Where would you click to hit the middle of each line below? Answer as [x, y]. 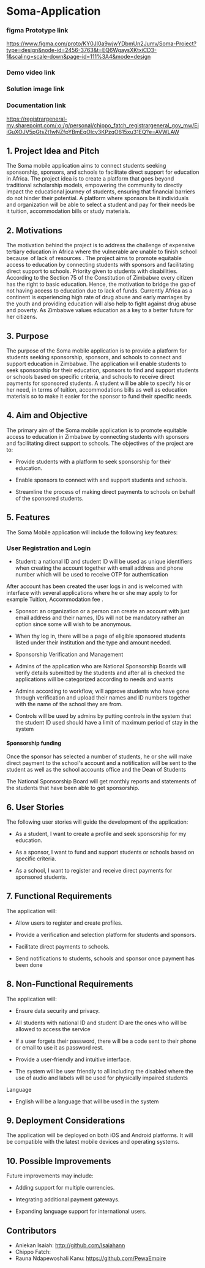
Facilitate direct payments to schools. [62, 946]
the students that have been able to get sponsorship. [73, 788]
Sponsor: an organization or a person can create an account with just [102, 611]
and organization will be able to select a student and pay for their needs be [101, 205]
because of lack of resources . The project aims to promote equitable [94, 258]
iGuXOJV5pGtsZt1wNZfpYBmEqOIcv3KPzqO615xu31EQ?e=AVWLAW [93, 132]
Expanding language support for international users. [81, 1211]
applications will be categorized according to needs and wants [94, 679]
